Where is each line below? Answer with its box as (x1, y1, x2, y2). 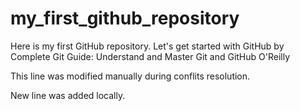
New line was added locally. (10, 89, 126, 101)
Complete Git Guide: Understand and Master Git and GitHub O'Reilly (10, 50, 291, 62)
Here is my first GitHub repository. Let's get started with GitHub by (10, 40, 285, 52)
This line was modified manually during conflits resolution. (10, 70, 251, 82)
